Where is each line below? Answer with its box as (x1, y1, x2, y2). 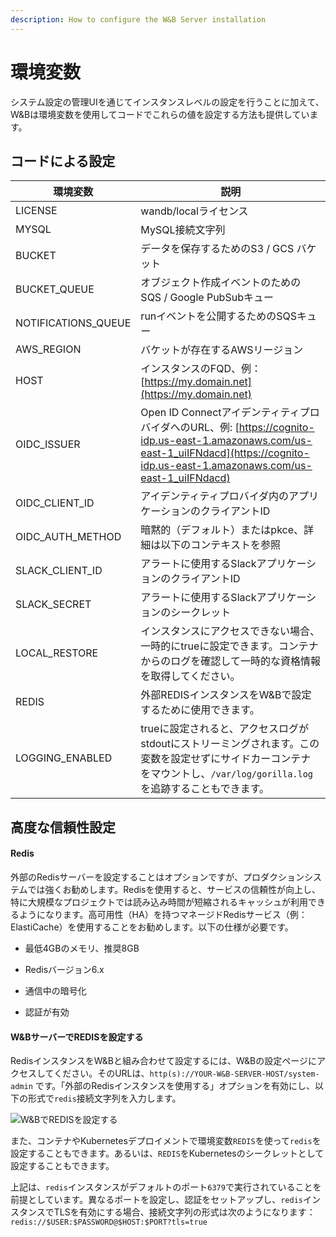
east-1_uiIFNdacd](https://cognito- (140, 446, 310, 460)
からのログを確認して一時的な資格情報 (140, 654, 321, 668)
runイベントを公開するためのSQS (140, 309, 298, 323)
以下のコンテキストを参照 (160, 538, 281, 552)
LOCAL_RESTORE (15, 646, 99, 660)
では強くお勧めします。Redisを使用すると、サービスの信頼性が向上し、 (27, 883, 321, 895)
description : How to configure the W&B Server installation (10, 14, 267, 25)
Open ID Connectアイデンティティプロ (140, 406, 320, 420)
